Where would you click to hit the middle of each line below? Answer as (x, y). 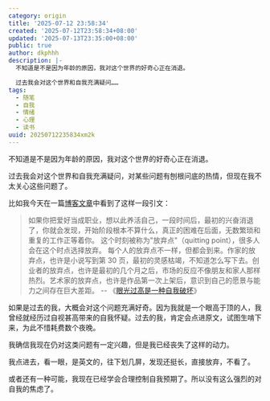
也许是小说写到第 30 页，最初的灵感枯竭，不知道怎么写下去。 (151, 260)
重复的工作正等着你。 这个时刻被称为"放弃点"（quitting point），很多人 (144, 240)
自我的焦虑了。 (33, 389)
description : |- (35, 61)
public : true (30, 46)
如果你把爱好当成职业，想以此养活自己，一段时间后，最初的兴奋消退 (141, 220)
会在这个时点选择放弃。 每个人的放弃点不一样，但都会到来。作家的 (138, 250)
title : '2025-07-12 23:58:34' (59, 23)
